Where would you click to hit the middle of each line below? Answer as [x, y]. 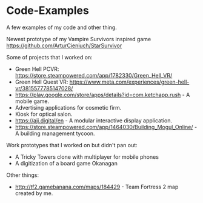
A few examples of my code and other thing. [62, 27]
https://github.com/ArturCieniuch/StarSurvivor [64, 45]
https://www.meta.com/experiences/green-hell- [129, 82]
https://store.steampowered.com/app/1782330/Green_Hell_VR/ [94, 75]
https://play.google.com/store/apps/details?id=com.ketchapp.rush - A [102, 95]
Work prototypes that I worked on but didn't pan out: [72, 145]
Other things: [23, 175]
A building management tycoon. [55, 133]
